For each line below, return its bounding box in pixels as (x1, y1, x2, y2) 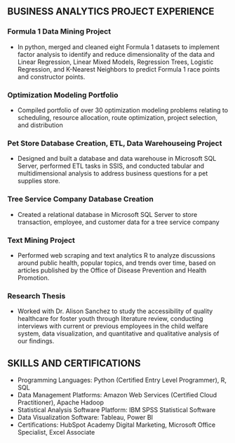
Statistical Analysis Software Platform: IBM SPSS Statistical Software (17, 405, 216, 414)
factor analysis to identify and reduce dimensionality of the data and (17, 50, 215, 58)
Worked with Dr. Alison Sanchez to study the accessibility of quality (17, 307, 213, 315)
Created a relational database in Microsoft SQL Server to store (17, 210, 198, 218)
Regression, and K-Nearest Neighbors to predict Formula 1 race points (17, 65, 220, 73)
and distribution (17, 121, 63, 129)
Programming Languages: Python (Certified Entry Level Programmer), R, (17, 376, 227, 384)
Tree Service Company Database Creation (7, 194, 154, 204)
